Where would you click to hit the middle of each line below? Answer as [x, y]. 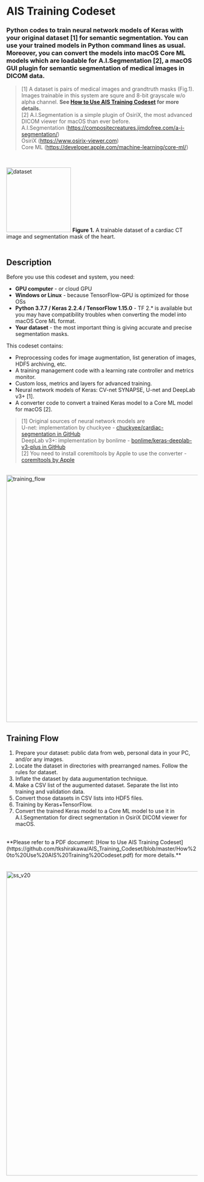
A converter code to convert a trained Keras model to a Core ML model [104, 403]
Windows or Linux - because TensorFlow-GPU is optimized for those [102, 295]
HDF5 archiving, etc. [41, 364]
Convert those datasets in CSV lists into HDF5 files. [79, 798]
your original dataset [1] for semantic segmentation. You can [97, 38]
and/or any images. [39, 760]
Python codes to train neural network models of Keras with [95, 30]
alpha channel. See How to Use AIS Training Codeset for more [100, 102]
